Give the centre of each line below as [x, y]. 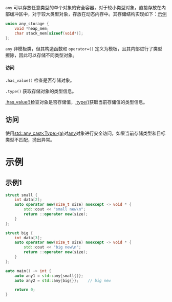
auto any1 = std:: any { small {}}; [49, 276]
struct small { [21, 195]
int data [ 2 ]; [28, 200]
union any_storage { [27, 24]
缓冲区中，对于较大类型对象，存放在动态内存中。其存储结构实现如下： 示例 [88, 14]
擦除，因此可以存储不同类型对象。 [41, 55]
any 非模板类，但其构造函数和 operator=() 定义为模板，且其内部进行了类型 [84, 48]
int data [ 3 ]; [28, 238]
